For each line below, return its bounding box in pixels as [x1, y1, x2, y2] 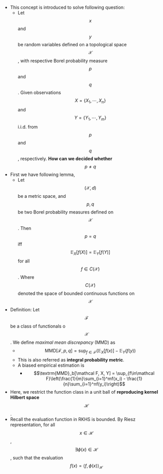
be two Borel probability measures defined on [17, 209, 114, 215]
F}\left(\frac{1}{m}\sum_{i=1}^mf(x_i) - [45, 376, 126, 382]
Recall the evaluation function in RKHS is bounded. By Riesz [10, 417, 136, 423]
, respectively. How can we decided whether [17, 155, 113, 162]
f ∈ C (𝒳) [81, 266, 100, 272]
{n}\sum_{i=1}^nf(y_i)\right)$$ [62, 381, 125, 387]
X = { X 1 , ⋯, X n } [74, 98, 106, 105]
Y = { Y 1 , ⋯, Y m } [74, 114, 107, 122]
